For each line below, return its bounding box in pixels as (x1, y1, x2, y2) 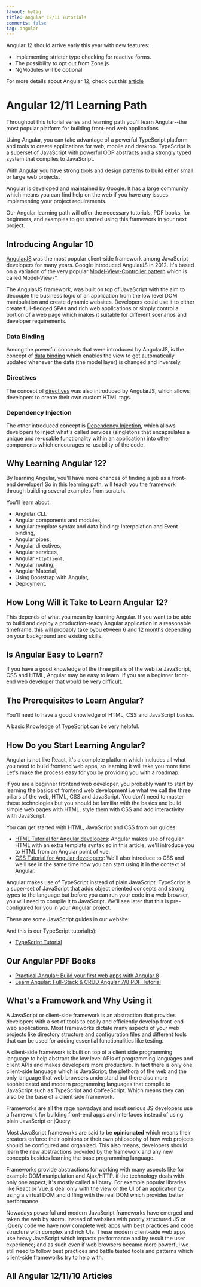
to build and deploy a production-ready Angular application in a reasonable (6, 619, 191, 626)
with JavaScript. (6, 812, 46, 819)
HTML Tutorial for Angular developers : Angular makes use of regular (14, 835, 184, 842)
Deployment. (14, 580, 47, 587)
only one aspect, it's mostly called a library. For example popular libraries (6, 1178, 187, 1185)
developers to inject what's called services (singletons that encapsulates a (6, 428, 190, 435)
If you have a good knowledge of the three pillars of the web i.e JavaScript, (6, 665, 191, 672)
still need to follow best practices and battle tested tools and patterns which (6, 1247, 193, 1254)
